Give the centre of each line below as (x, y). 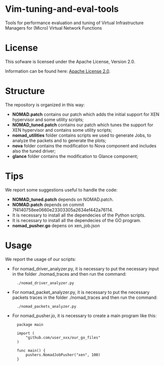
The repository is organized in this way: (45, 105)
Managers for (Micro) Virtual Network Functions (54, 28)
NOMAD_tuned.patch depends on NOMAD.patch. (63, 199)
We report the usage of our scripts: (41, 259)
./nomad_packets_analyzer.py (47, 306)
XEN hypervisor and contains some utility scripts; (62, 130)
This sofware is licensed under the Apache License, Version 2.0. (70, 61)
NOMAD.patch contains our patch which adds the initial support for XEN (86, 114)
